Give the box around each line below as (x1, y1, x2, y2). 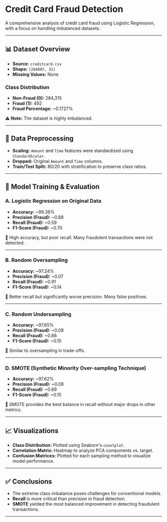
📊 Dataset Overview (5, 45, 71, 53)
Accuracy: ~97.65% (12, 322, 54, 328)
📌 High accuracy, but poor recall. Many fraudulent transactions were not (5, 234, 153, 240)
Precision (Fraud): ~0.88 (12, 214, 64, 220)
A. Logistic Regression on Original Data (5, 198, 102, 205)
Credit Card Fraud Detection (5, 3, 123, 15)
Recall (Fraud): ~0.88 (12, 333, 57, 339)
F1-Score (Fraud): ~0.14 (12, 284, 62, 290)
